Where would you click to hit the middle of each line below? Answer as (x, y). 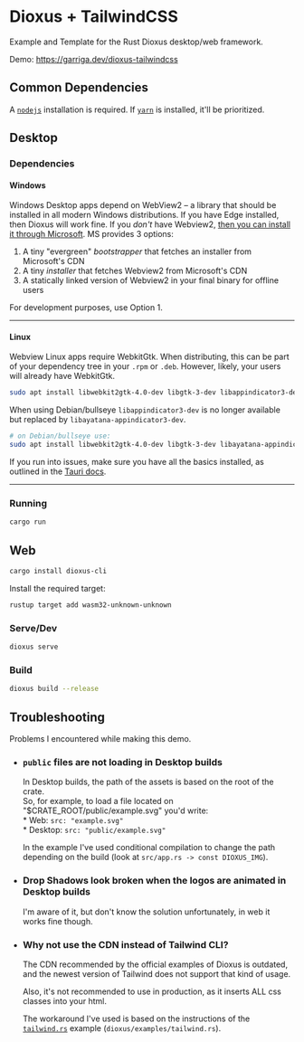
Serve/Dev (33, 628)
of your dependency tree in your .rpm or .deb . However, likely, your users (145, 366)
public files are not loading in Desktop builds (123, 762)
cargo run (28, 522)
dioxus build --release (54, 689)
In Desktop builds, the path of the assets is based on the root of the (148, 782)
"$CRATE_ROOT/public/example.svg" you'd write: (115, 810)
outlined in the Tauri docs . (58, 471)
